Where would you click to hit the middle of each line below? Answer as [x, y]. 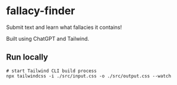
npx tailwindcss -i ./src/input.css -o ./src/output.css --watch [88, 76]
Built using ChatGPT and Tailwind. [48, 38]
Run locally [27, 57]
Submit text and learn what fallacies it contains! [64, 27]
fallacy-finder [41, 11]
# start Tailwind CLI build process [51, 71]
